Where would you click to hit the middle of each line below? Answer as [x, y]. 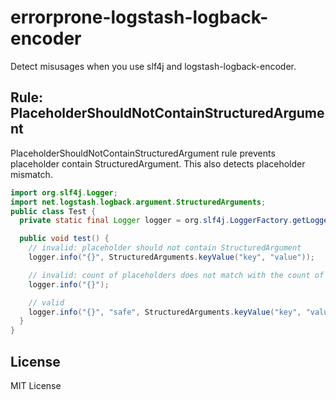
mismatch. [31, 174]
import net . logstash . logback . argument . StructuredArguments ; [138, 202]
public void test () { [64, 239]
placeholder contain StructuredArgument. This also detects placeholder [158, 163]
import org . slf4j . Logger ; [64, 192]
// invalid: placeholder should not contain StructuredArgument [165, 248]
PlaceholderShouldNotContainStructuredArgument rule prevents [143, 153]
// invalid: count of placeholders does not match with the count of [176, 275]
